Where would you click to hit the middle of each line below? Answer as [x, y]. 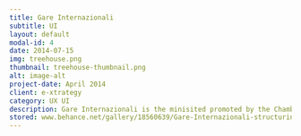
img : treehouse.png [46, 59]
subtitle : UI [34, 26]
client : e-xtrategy [46, 92]
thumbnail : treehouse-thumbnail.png [77, 68]
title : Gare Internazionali [62, 17]
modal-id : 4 [31, 42]
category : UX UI [39, 101]
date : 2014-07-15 [42, 51]
